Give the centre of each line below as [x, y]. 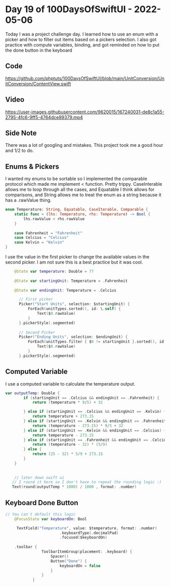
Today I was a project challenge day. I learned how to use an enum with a [82, 34]
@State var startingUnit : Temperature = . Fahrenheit [71, 281]
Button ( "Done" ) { [69, 561]
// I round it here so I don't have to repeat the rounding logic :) [87, 482]
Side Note [21, 133]
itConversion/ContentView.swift [38, 83]
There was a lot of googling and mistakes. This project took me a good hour [84, 145]
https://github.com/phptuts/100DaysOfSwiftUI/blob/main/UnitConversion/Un [85, 78]
